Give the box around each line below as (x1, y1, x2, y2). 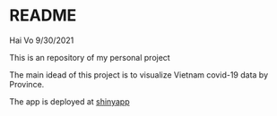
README (9, 5, 77, 26)
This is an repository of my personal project (9, 52, 170, 62)
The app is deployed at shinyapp (9, 95, 130, 107)
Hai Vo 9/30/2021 (9, 35, 74, 46)
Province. (9, 79, 45, 89)
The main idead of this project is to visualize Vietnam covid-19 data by (9, 69, 269, 80)
